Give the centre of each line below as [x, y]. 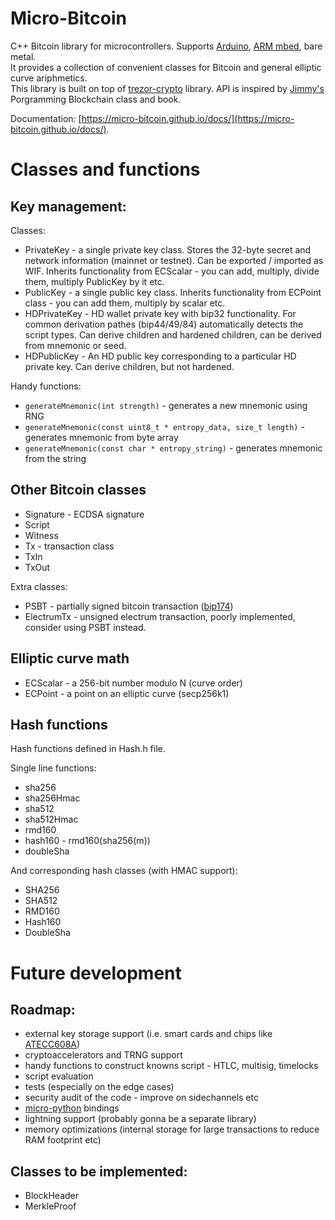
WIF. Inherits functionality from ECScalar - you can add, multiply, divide [172, 271]
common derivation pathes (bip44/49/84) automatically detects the [164, 324]
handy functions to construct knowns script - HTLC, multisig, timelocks [171, 1066]
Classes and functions [105, 169]
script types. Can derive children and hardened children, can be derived [173, 334]
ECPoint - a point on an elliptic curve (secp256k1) [127, 693]
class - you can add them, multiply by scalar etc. [125, 303]
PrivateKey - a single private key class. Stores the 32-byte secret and [168, 249]
